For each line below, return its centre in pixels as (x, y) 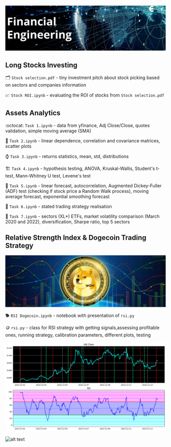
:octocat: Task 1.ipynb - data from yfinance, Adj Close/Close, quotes (78, 125)
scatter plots (18, 146)
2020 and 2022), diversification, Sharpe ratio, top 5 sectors (68, 221)
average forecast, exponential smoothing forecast (58, 196)
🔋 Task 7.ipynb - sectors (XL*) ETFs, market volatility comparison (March (82, 216)
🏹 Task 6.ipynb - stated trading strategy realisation (59, 206)
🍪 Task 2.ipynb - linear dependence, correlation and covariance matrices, (83, 140)
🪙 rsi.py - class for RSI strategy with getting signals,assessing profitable (82, 328)
